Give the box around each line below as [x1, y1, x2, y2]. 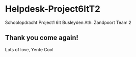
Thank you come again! [5, 34, 79, 42]
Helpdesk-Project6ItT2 [5, 3, 101, 15]
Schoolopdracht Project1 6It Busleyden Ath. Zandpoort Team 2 [5, 19, 132, 25]
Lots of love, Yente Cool [5, 46, 54, 52]
